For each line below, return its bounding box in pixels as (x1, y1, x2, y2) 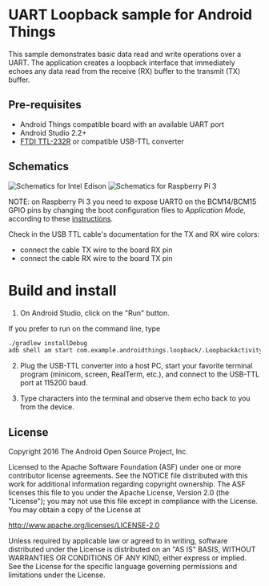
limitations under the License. (8, 570, 106, 580)
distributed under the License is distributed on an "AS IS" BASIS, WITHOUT (8, 544, 256, 555)
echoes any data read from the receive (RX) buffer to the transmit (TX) (8, 66, 241, 75)
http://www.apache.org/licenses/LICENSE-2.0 (8, 520, 160, 531)
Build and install (8, 281, 117, 299)
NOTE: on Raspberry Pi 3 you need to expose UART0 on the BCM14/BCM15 (8, 197, 257, 206)
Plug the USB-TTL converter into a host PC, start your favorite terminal (19, 361, 253, 371)
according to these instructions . (8, 214, 114, 223)
